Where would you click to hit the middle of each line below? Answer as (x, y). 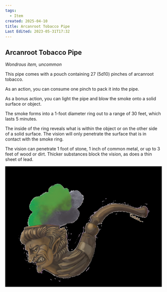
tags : (11, 10)
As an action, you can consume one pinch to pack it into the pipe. (72, 89)
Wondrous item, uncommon (34, 64)
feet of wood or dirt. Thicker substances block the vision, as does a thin (79, 154)
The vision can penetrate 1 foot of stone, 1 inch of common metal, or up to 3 (83, 148)
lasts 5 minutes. (21, 119)
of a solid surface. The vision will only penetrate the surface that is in (76, 134)
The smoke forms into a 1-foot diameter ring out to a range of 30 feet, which (83, 113)
